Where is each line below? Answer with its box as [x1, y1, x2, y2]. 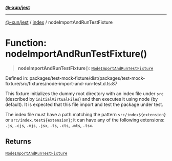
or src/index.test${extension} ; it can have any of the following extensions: [5, 117, 165, 123]
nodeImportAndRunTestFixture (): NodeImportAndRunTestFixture [17, 65, 154, 71]
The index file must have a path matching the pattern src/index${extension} [5, 111, 166, 117]
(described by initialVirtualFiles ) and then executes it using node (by [5, 96, 158, 102]
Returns [5, 137, 32, 146]
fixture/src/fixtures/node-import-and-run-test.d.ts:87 [5, 80, 118, 86]
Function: [5, 37, 47, 49]
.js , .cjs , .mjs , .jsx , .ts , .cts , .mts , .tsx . [5, 122, 94, 128]
